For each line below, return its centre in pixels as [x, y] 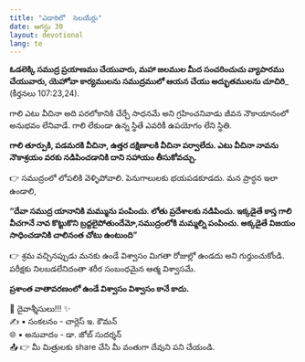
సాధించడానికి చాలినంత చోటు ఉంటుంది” [74, 235]
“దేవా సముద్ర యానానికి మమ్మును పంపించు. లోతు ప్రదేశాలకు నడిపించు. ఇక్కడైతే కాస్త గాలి [151, 211]
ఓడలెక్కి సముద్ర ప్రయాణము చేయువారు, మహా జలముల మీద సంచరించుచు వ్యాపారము [147, 69]
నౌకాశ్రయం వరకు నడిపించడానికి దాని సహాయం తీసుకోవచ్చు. [104, 157]
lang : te [26, 43]
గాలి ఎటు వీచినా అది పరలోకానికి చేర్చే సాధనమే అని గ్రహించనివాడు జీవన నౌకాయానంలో [149, 113]
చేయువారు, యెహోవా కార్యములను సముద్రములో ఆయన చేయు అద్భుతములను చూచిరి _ [149, 81]
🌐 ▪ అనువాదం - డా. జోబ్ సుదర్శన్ [66, 335]
